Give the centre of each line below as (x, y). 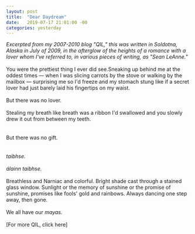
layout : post (22, 11)
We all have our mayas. (34, 212)
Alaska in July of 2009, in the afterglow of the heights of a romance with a (96, 51)
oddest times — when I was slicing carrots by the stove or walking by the (94, 75)
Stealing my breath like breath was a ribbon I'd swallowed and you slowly (94, 113)
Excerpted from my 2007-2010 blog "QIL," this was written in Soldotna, (92, 44)
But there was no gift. (32, 137)
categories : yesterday (34, 28)
